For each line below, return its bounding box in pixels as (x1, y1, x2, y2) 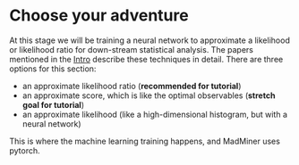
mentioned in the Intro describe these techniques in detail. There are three (9, 54, 284, 64)
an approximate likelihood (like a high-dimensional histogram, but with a (21, 109, 288, 120)
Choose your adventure (9, 5, 190, 26)
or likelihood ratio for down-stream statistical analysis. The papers (9, 44, 253, 54)
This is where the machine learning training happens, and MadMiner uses (9, 136, 280, 146)
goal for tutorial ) (21, 99, 85, 110)
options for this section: (9, 63, 97, 74)
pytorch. (9, 144, 40, 156)
